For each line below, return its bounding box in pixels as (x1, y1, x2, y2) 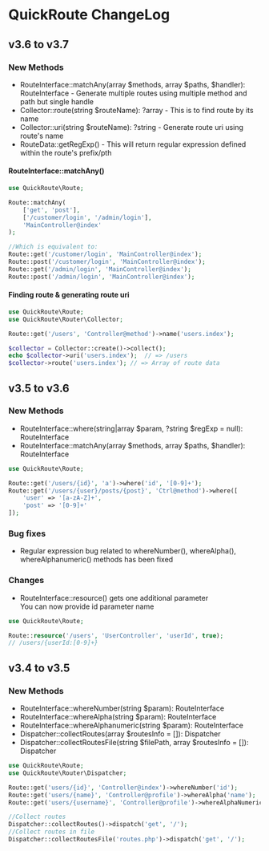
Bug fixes (8, 528, 46, 539)
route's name (19, 131, 64, 140)
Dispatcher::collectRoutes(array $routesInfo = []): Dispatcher (19, 729, 221, 739)
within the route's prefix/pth (19, 148, 112, 157)
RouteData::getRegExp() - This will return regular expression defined (19, 139, 247, 149)
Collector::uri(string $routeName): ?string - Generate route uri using (19, 122, 244, 132)
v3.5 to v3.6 (8, 381, 70, 395)
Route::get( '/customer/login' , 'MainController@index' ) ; (8, 250, 203, 258)
